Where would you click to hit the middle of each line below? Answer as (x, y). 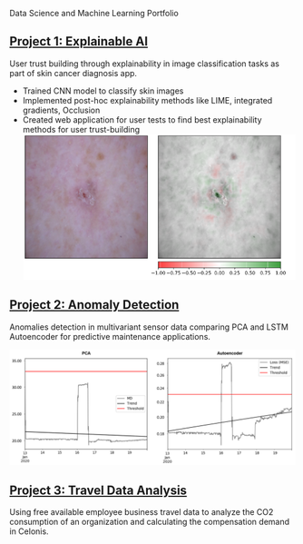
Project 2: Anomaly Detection (94, 305)
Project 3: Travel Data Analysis (98, 490)
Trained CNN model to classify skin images (103, 91)
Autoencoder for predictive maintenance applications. (110, 336)
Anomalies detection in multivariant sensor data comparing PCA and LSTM (149, 327)
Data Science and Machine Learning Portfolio (94, 13)
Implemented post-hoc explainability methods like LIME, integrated (147, 100)
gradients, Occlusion (61, 110)
